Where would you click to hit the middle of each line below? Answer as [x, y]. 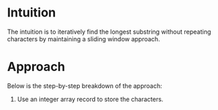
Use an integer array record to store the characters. [90, 99]
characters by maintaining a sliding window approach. [84, 38]
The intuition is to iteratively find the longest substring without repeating [109, 32]
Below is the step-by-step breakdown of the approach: [85, 86]
